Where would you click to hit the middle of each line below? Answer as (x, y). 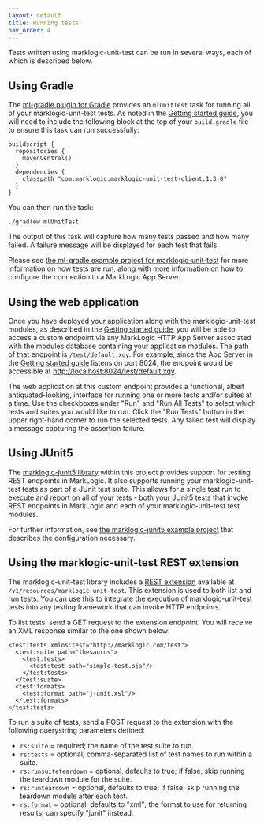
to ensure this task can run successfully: (74, 130)
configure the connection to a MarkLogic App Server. (95, 277)
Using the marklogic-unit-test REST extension (124, 562)
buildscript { (32, 144)
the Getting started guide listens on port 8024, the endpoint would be (121, 363)
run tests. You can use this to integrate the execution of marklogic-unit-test (130, 598)
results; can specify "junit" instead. (76, 812)
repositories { (40, 152)
